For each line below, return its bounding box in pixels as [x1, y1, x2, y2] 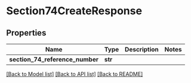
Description [124, 46, 159, 53]
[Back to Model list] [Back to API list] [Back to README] [6, 71, 143, 78]
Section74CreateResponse [6, 4, 142, 18]
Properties [6, 28, 47, 38]
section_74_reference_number [9, 55, 98, 63]
